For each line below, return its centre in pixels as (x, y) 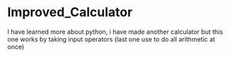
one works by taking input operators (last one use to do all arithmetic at (111, 39)
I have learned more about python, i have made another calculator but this (115, 32)
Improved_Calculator (70, 12)
